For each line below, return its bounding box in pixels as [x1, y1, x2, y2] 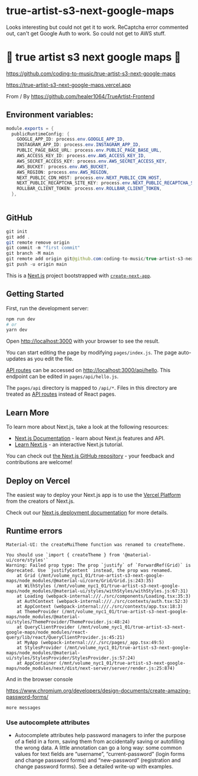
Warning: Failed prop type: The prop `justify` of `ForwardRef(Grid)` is [6, 562, 192, 568]
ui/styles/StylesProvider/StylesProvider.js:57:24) [6, 655, 136, 661]
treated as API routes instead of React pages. [6, 390, 116, 398]
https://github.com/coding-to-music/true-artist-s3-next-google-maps [6, 69, 176, 77]
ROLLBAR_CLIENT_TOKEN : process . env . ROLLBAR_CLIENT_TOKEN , [16, 185, 162, 192]
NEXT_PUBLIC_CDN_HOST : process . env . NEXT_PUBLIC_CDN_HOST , [16, 175, 162, 181]
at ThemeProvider [16, 608, 60, 615]
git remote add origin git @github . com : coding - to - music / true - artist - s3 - [6, 256, 186, 262]
